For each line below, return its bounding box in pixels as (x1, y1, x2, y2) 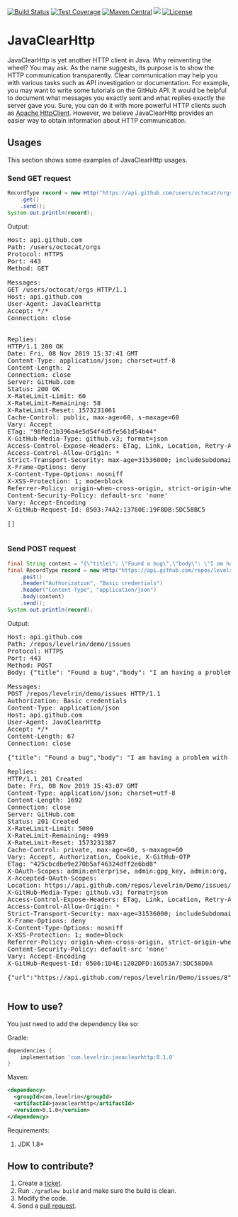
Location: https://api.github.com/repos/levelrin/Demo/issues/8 (7, 881, 236, 889)
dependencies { (7, 1047, 52, 1054)
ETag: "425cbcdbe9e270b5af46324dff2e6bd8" (7, 859, 157, 868)
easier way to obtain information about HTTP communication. (7, 116, 187, 124)
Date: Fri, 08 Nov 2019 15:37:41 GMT (7, 349, 139, 358)
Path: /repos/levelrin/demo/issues (7, 639, 131, 648)
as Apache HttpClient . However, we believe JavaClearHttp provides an (7, 109, 214, 117)
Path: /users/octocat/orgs (7, 243, 101, 251)
